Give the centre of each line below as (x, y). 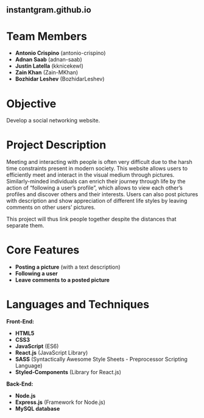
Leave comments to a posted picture (62, 280)
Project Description (56, 145)
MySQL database (37, 409)
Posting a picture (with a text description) (68, 267)
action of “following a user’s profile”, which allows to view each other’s (94, 188)
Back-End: (20, 384)
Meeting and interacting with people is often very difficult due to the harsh (100, 162)
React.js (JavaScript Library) (51, 353)
